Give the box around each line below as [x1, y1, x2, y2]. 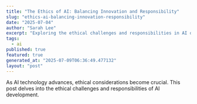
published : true [6, 47, 46, 53]
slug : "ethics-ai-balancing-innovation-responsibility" [6, 14, 145, 20]
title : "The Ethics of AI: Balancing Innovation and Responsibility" [6, 8, 180, 15]
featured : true [6, 52, 43, 58]
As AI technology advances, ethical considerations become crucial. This [6, 79, 181, 86]
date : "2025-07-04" [6, 19, 54, 25]
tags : [6, 36, 19, 41]
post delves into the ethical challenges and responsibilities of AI [6, 85, 160, 92]
